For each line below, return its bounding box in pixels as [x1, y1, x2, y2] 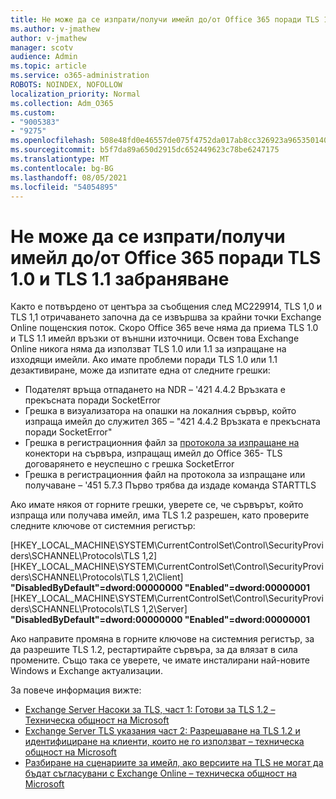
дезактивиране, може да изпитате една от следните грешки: [10, 364, 271, 376]
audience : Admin [10, 52, 78, 62]
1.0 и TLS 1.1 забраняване [10, 267, 230, 290]
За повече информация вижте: [10, 684, 142, 696]
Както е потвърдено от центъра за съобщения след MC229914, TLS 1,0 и [10, 301, 323, 313]
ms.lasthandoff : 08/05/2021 [10, 172, 128, 183]
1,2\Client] [141, 571, 184, 583]
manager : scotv [10, 42, 74, 53]
